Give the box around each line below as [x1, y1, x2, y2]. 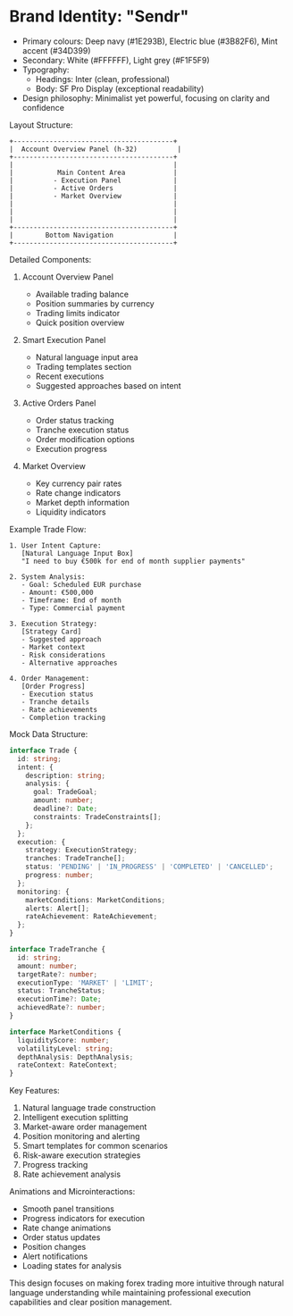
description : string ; [25, 771, 105, 780]
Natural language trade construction [21, 1102, 156, 1113]
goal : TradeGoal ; [32, 788, 98, 797]
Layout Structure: [9, 119, 73, 130]
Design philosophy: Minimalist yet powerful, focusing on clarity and [21, 92, 271, 104]
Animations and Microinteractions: [9, 1186, 136, 1197]
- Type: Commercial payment [21, 603, 126, 613]
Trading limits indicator [35, 307, 121, 318]
